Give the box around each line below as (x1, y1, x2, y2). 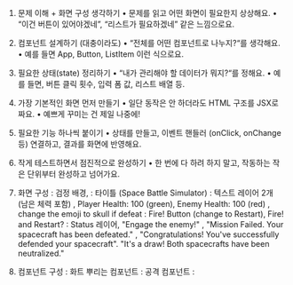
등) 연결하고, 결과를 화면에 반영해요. (17, 139, 142, 149)
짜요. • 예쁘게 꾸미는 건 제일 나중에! (17, 109, 140, 119)
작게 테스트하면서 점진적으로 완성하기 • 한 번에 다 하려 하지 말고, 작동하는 (17, 158, 271, 168)
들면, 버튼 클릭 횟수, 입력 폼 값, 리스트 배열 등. (27, 79, 186, 89)
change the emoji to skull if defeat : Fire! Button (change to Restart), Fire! (17, 209, 284, 219)
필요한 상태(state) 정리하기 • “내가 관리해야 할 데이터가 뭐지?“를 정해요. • (17, 67, 273, 78)
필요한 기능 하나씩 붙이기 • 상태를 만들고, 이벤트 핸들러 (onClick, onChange (17, 128, 281, 138)
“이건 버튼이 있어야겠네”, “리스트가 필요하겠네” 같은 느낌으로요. (17, 19, 235, 29)
